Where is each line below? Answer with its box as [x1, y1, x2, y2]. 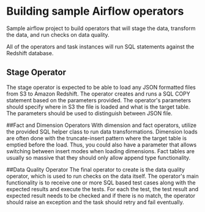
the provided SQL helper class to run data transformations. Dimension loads [6, 127, 198, 135]
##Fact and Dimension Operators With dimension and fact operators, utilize [6, 121, 197, 129]
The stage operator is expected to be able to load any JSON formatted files [6, 83, 196, 91]
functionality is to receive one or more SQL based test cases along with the [6, 179, 196, 186]
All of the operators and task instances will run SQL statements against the [6, 43, 195, 50]
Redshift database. [6, 49, 54, 56]
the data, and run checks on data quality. [6, 31, 110, 38]
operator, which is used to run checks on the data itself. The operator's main [6, 172, 199, 180]
